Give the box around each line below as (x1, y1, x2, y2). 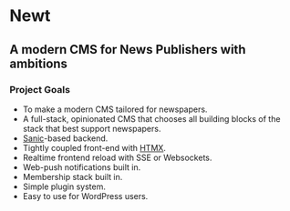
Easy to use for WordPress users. (22, 190, 149, 201)
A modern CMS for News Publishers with (9, 42, 246, 57)
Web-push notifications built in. (22, 161, 141, 173)
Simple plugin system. (22, 181, 107, 192)
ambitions (9, 55, 68, 71)
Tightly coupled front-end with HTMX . (22, 142, 167, 153)
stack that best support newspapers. (22, 123, 161, 134)
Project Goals (9, 83, 71, 95)
